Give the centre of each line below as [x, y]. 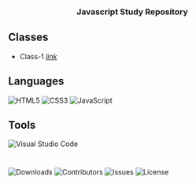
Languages [36, 81]
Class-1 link [38, 56]
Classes [28, 38]
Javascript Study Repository [132, 12]
